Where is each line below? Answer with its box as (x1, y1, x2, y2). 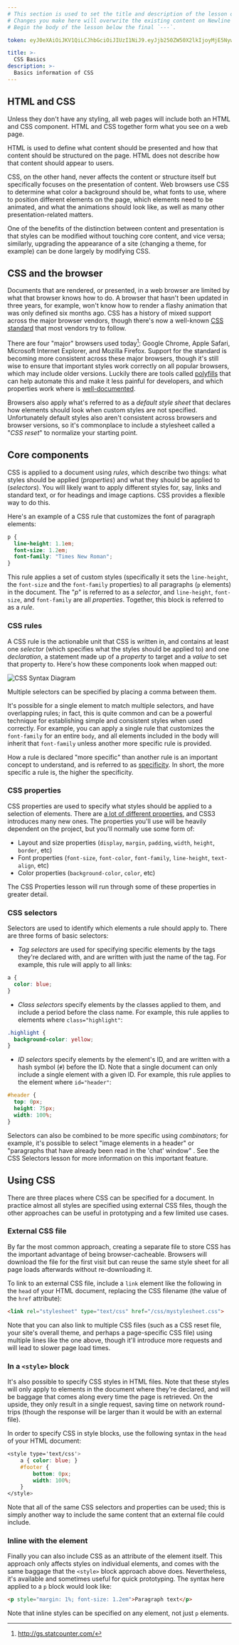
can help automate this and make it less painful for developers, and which (7, 377, 223, 385)
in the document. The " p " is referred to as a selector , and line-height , (7, 588, 213, 597)
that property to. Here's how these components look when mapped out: (7, 659, 218, 668)
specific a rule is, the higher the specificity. (7, 768, 134, 776)
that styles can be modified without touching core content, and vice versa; (7, 231, 225, 240)
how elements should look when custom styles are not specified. (7, 406, 198, 414)
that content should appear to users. (7, 158, 115, 167)
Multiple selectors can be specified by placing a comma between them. (7, 687, 217, 696)
